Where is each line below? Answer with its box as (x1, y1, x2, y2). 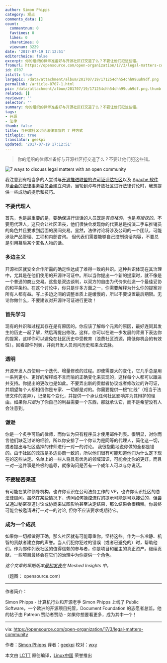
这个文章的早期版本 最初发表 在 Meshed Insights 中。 (5, 563, 111, 569)
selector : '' (5, 100, 32, 105)
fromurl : (5, 63, 23, 68)
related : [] (5, 91, 30, 96)
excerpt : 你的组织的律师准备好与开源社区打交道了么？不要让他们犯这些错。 (5, 58, 140, 63)
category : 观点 (5, 12, 35, 17)
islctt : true (5, 72, 32, 77)
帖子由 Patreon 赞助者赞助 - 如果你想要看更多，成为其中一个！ (9, 612, 137, 618)
